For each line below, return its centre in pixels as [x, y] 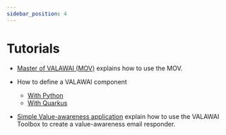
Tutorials [33, 48]
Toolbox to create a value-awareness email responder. [96, 124]
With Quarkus [47, 103]
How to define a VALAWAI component [72, 82]
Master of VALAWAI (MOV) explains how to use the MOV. [100, 68]
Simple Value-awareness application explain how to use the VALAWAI [118, 116]
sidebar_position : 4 [37, 14]
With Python [46, 95]
